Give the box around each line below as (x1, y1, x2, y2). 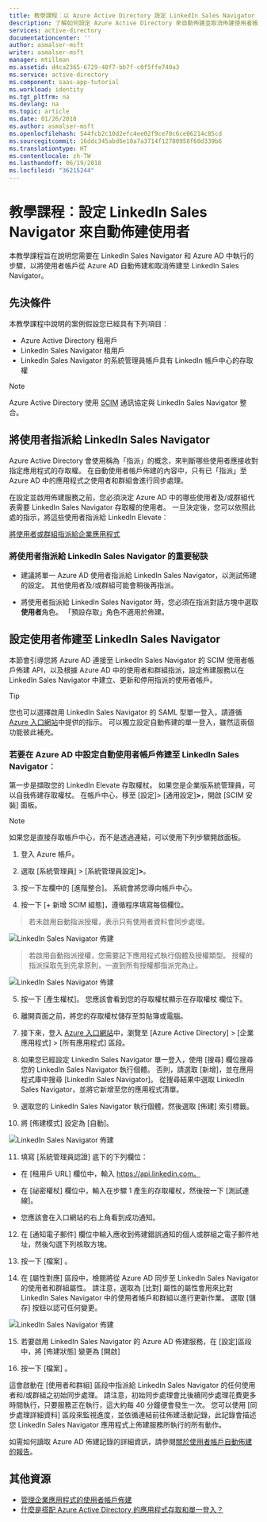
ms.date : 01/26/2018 (9, 115, 78, 123)
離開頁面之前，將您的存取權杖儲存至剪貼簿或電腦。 (20, 1011, 188, 1020)
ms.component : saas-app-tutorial (9, 78, 120, 86)
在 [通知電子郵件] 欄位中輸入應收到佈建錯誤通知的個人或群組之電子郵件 (20, 1229, 252, 1239)
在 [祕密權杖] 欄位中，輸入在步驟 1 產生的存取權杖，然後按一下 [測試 (20, 1185, 242, 1195)
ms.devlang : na (9, 100, 59, 108)
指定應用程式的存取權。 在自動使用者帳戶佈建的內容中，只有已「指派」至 (9, 465, 247, 475)
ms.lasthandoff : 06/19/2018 (9, 160, 102, 168)
